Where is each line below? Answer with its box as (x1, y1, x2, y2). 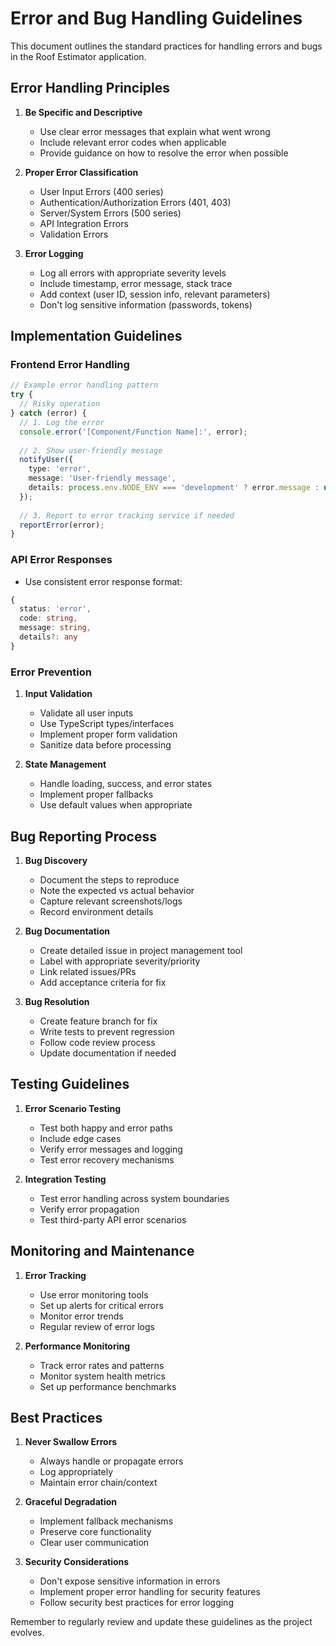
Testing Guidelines (10, 1076, 130, 1093)
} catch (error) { (10, 408, 87, 419)
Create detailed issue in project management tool (39, 944, 243, 956)
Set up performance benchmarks (39, 1380, 177, 1392)
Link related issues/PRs (39, 965, 137, 977)
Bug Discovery (24, 854, 88, 866)
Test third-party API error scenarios (39, 1213, 187, 1226)
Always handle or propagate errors (39, 1455, 184, 1467)
